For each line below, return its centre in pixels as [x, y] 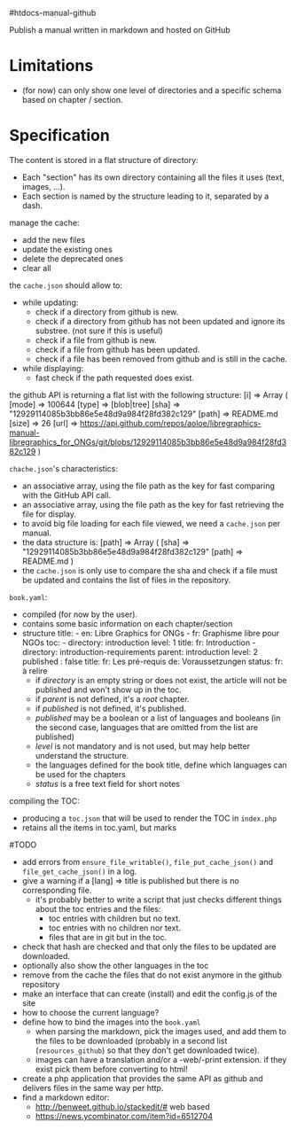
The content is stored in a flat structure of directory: [104, 160]
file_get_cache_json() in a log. [79, 871]
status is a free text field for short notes [107, 783]
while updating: [50, 302]
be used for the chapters [80, 774]
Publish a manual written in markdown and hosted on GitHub [120, 30]
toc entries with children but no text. [114, 918]
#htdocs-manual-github [53, 13]
